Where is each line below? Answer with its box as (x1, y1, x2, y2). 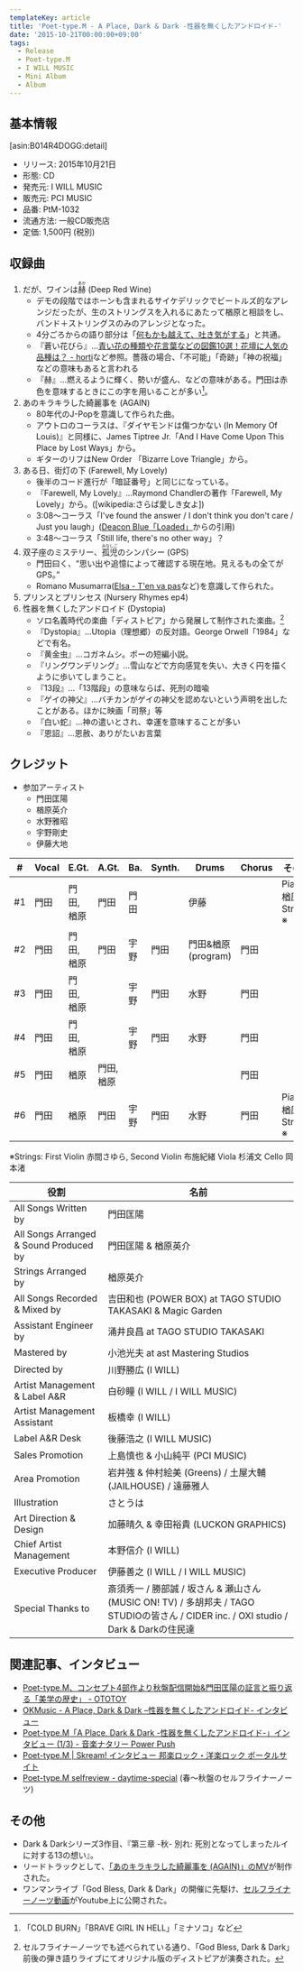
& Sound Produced (14, 1239, 94, 1252)
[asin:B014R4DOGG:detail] (9, 141, 108, 152)
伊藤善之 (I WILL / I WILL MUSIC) (107, 1566, 247, 1579)
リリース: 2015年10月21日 (22, 159, 117, 170)
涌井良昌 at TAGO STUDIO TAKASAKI (107, 1325, 265, 1338)
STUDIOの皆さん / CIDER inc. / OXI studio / (107, 1609, 289, 1622)
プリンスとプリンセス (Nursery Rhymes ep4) (22, 592, 189, 603)
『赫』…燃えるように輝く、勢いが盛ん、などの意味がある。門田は (35, 374, 280, 385)
